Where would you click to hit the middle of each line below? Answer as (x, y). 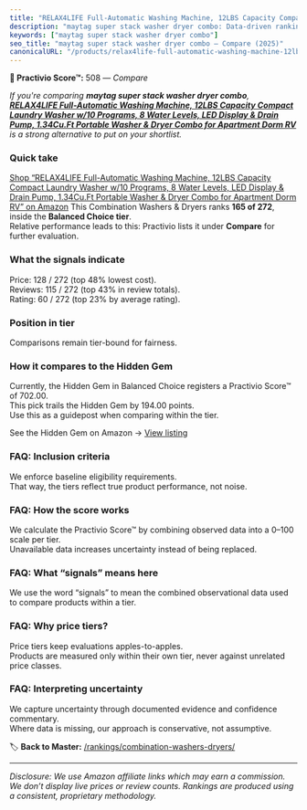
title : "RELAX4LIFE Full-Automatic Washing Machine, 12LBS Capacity (143, 18)
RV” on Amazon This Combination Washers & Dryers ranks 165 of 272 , (142, 207)
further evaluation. (44, 236)
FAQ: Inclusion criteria (60, 457)
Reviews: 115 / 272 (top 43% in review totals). (95, 289)
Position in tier (42, 322)
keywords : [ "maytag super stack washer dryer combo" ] (114, 35)
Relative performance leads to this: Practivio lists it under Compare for (142, 226)
